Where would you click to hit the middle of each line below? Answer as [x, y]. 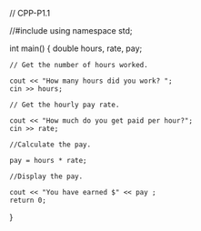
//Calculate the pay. [50, 145]
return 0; [28, 200]
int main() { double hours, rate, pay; [76, 48]
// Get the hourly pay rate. [65, 105]
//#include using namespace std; [71, 30]
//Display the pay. [46, 176]
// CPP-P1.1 [30, 13]
